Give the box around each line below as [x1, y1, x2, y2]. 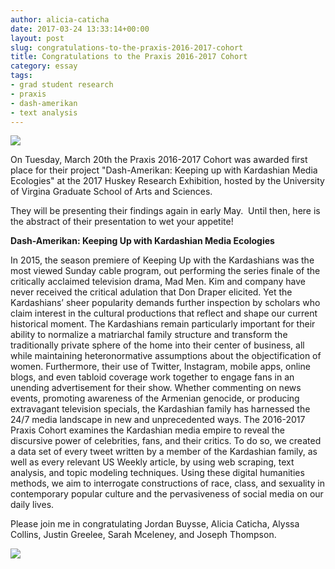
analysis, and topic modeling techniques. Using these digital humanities [10, 467, 305, 479]
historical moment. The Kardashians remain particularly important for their [10, 318, 316, 330]
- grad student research [10, 80, 114, 90]
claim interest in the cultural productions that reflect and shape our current [10, 307, 318, 320]
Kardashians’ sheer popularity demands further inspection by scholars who [10, 297, 321, 309]
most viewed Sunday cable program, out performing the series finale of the [10, 265, 321, 277]
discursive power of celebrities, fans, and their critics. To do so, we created [10, 435, 322, 447]
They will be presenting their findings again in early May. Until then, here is [10, 205, 321, 217]
